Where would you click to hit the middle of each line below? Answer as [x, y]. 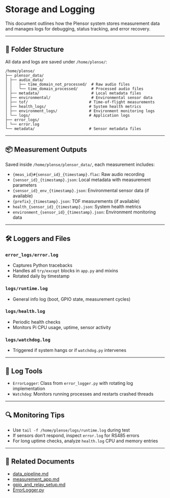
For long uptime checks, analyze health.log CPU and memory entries [85, 441]
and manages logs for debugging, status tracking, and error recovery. [78, 28]
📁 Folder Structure [35, 49]
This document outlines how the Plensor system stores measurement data [83, 23]
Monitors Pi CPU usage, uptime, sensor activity [62, 327]
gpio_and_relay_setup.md [39, 484]
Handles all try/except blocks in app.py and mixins [65, 271]
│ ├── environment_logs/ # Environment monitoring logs [80, 111]
